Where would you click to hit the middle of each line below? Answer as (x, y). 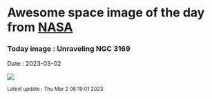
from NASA (40, 27)
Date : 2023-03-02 (34, 64)
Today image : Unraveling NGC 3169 (69, 49)
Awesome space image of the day (106, 13)
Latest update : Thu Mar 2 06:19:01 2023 (55, 89)
